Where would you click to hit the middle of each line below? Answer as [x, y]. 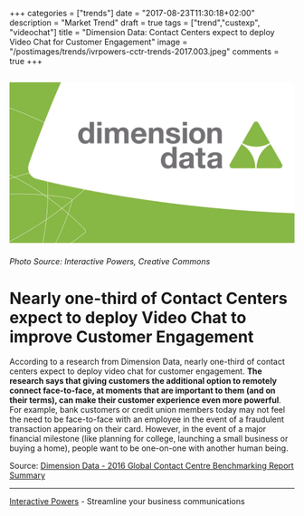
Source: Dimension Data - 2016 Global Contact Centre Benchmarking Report [152, 466]
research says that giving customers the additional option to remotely [143, 381]
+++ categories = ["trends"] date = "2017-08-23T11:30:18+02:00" [132, 13]
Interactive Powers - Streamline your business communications [128, 502]
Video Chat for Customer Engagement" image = [99, 42]
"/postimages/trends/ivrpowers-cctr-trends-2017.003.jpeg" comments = [144, 52]
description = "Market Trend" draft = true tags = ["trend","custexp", [135, 23]
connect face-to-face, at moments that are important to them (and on [142, 391]
